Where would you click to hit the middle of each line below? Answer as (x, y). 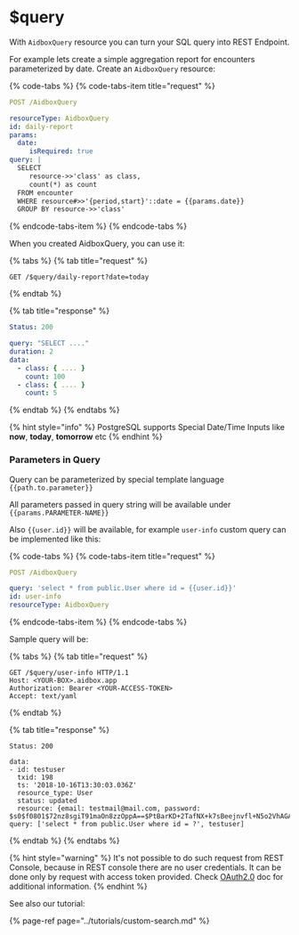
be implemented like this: (55, 539)
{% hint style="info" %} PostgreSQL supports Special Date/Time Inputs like (147, 427)
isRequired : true (61, 151)
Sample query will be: (49, 639)
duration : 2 (31, 352)
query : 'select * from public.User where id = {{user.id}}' (123, 589)
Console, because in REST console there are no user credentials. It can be (145, 867)
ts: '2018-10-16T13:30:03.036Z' (77, 785)
